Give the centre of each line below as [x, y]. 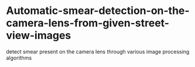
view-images [39, 36]
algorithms [19, 58]
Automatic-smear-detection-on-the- [98, 11]
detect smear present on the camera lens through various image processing [98, 51]
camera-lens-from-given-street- [88, 23]
